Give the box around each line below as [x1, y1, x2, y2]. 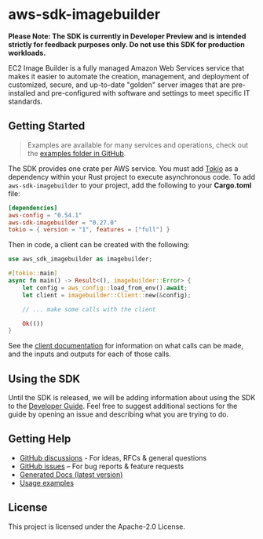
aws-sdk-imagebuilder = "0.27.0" [8, 218, 118, 227]
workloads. [8, 48, 46, 57]
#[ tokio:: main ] [8, 269, 58, 278]
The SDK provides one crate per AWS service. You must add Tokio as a [8, 163, 239, 173]
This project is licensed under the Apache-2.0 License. [8, 522, 186, 531]
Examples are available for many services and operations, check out [27, 140, 249, 150]
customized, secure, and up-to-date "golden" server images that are [8, 80, 230, 89]
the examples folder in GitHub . [27, 148, 126, 158]
